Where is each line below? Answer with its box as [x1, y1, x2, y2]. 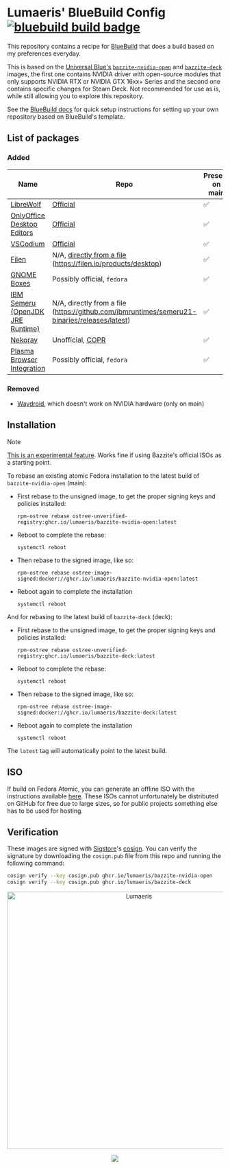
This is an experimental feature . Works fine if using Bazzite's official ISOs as [7, 451, 222, 459]
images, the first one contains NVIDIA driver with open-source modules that [7, 70, 221, 78]
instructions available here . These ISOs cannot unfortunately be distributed [7, 791, 219, 800]
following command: [7, 859, 65, 868]
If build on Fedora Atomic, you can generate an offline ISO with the [7, 785, 195, 793]
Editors [10, 228, 34, 238]
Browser [10, 355, 38, 364]
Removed [7, 384, 40, 393]
